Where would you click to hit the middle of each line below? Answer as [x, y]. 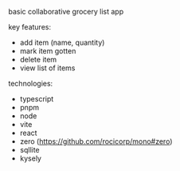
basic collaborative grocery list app [66, 12]
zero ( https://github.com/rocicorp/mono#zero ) [96, 141]
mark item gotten [48, 51]
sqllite [29, 150]
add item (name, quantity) [62, 42]
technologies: [31, 84]
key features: [30, 27]
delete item [38, 60]
